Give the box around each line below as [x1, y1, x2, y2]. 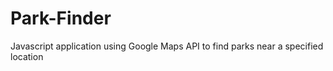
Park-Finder [10, 7, 112, 30]
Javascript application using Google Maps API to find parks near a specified [10, 40, 324, 52]
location [10, 50, 44, 62]
